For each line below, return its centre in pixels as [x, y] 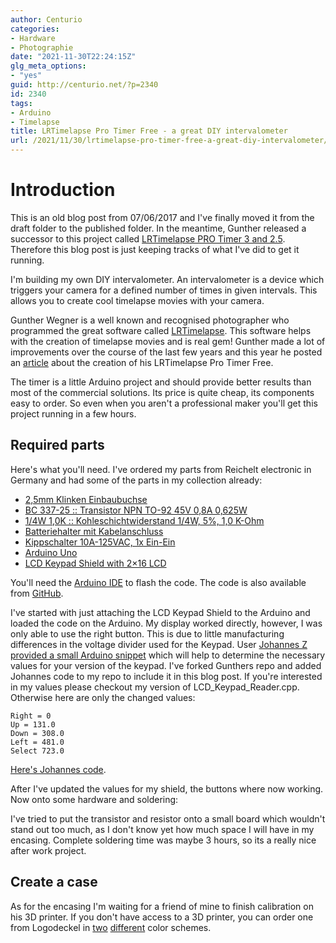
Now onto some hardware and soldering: [94, 799]
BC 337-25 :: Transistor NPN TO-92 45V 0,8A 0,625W [136, 510]
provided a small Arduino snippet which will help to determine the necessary [168, 655]
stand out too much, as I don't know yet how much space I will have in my [162, 829]
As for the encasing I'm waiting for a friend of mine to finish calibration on [162, 906]
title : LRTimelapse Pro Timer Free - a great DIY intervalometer [149, 131]
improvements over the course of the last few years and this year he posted [166, 352]
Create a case [54, 882]
